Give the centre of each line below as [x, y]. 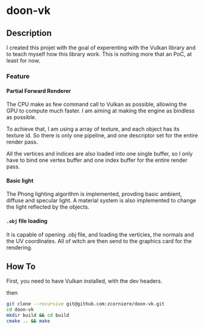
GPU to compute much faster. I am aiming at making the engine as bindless [100, 111]
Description [29, 33]
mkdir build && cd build [38, 316]
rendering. [19, 248]
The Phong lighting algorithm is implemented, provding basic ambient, [94, 194]
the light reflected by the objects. [48, 207]
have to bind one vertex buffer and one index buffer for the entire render [97, 160]
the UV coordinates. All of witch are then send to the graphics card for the [99, 241]
